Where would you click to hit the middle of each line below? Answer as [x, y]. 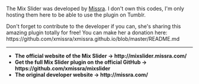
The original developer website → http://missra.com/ [81, 75]
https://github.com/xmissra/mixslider [62, 68]
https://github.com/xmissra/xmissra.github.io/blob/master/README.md [93, 39]
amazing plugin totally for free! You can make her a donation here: [87, 33]
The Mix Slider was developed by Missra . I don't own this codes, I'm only [95, 9]
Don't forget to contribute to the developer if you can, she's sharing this [94, 26]
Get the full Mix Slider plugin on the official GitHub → [81, 62]
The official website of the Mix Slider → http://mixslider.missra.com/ [101, 56]
